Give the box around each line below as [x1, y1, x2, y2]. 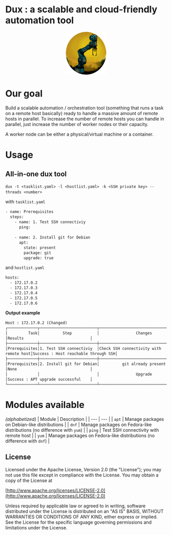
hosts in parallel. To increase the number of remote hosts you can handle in [5, 116, 165, 122]
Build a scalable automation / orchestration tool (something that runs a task [5, 105, 164, 111]
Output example [5, 310, 40, 316]
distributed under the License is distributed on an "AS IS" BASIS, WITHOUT [5, 508, 164, 514]
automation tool [5, 14, 74, 26]
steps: [10, 214, 24, 219]
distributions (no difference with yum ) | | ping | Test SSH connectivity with [5, 427, 159, 433]
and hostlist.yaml [5, 265, 45, 271]
